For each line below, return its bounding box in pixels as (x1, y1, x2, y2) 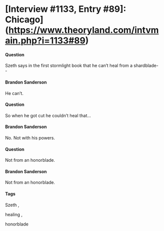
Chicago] (5, 14, 43, 25)
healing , (5, 211, 23, 217)
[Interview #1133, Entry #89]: (5, 3, 127, 15)
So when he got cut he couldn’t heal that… (5, 112, 91, 118)
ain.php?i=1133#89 (5, 35, 86, 46)
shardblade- (133, 63, 159, 69)
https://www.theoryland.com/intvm (8, 25, 159, 36)
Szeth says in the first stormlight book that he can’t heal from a (5, 63, 133, 69)
